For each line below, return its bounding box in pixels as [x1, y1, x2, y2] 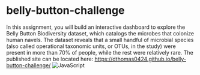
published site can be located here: [6, 55, 94, 62]
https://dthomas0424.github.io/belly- [94, 55, 187, 62]
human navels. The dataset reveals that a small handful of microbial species [6, 36, 194, 43]
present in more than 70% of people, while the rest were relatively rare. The [6, 49, 193, 56]
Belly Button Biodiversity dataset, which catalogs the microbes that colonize [6, 29, 194, 37]
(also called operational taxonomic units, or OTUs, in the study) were [6, 43, 176, 50]
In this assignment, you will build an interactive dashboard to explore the [6, 23, 186, 31]
